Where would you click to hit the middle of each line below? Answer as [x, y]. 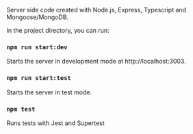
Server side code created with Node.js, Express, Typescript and [96, 10]
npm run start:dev [37, 47]
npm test [21, 109]
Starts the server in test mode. [49, 92]
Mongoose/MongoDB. [38, 17]
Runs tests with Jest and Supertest [56, 123]
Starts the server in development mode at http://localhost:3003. [96, 62]
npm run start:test [39, 78]
